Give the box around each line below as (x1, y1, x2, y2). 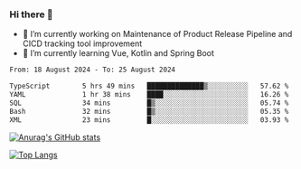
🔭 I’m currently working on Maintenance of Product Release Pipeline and (22, 29, 293, 40)
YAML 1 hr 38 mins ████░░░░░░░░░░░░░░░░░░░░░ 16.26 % (9, 90, 289, 99)
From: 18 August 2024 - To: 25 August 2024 (9, 65, 176, 75)
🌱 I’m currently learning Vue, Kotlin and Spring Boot (22, 48, 215, 59)
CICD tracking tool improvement (22, 38, 143, 49)
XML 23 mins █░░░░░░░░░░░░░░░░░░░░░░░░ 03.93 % (9, 115, 289, 125)
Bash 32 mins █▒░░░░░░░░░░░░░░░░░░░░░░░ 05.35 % (9, 107, 289, 116)
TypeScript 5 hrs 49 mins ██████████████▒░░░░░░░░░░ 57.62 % (9, 81, 289, 91)
